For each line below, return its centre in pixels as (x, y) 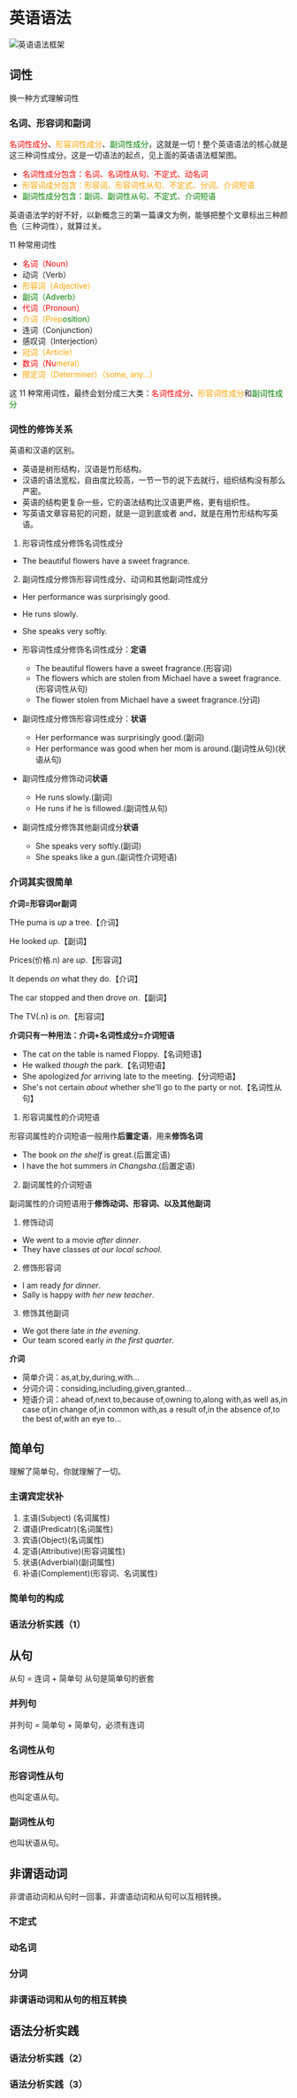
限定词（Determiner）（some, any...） (89, 375)
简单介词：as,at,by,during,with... (80, 1377)
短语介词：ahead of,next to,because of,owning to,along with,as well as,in (155, 1399)
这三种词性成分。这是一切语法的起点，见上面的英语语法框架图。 (125, 155)
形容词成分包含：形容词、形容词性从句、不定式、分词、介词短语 (138, 185)
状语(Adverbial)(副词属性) (68, 1562)
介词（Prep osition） (58, 319)
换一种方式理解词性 (44, 97)
